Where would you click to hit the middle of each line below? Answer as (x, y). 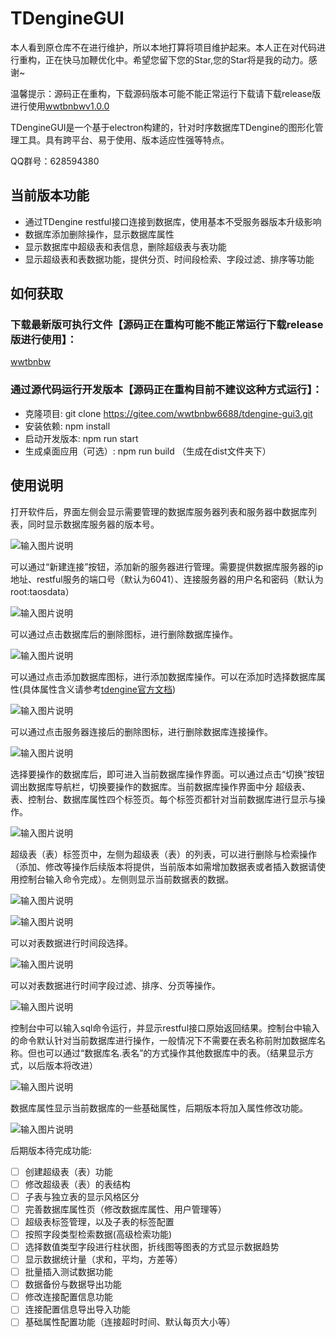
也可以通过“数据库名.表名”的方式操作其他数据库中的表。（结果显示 (171, 1053)
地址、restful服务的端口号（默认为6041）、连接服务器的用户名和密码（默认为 (167, 579)
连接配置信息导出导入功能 (77, 1309)
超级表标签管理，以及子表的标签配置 (99, 1221)
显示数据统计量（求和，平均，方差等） (103, 1259)
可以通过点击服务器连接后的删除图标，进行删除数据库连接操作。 (141, 731)
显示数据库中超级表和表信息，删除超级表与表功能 (125, 246)
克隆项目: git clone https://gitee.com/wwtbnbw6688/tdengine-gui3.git (168, 413)
